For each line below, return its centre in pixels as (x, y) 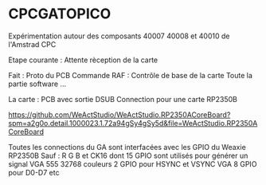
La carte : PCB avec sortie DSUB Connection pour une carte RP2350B (123, 99)
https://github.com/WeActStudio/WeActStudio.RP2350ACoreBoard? (119, 114)
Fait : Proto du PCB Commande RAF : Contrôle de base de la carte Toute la (131, 75)
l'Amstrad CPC (32, 44)
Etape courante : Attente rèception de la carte (83, 60)
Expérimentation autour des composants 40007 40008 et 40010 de (119, 36)
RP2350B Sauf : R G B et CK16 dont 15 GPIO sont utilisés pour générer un (128, 155)
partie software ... (37, 84)
